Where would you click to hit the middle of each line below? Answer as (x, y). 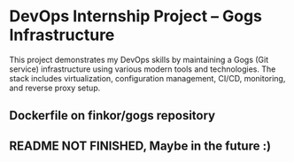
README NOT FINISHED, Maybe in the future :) (140, 146)
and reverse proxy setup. (55, 88)
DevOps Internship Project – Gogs (136, 16)
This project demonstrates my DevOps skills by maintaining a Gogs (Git (139, 59)
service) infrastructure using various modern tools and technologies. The (143, 69)
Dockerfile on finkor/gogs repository (112, 116)
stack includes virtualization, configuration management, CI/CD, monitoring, (147, 78)
